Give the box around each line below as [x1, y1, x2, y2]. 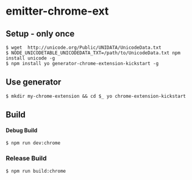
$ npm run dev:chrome [5, 140, 61, 147]
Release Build [5, 154, 47, 162]
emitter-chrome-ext [5, 4, 109, 18]
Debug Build [5, 126, 38, 134]
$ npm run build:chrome [5, 168, 66, 174]
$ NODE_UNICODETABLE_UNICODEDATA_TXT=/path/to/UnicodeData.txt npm [5, 50, 181, 56]
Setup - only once [5, 29, 75, 39]
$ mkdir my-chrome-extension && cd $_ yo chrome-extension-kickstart [5, 93, 187, 99]
